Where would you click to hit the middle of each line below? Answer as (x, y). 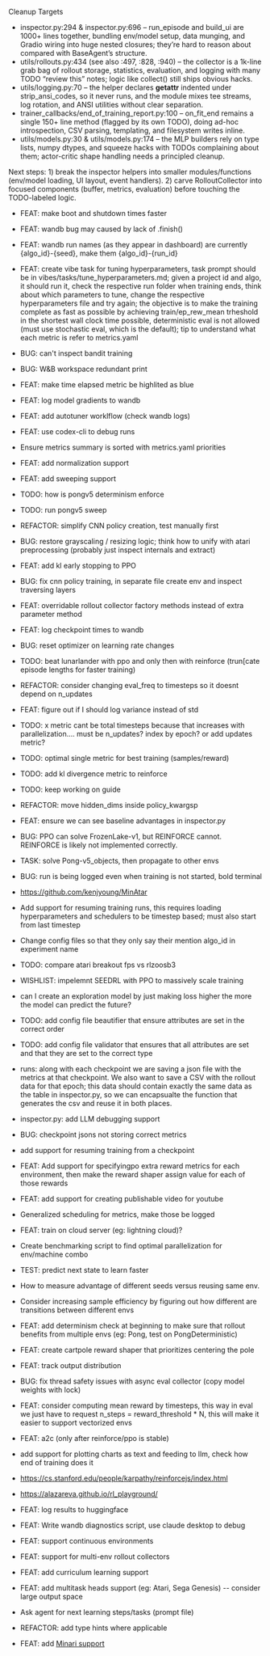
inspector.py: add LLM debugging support (90, 1119)
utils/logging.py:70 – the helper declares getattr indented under (126, 87)
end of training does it (57, 1462)
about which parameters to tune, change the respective (112, 295)
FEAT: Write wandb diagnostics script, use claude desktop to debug (133, 1525)
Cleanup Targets (36, 12)
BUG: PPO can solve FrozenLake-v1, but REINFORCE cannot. (120, 836)
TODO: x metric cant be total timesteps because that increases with (132, 725)
